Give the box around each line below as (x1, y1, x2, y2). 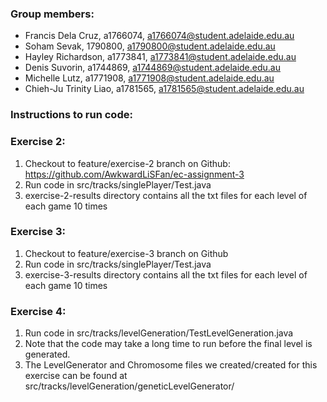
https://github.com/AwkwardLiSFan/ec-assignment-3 (24, 168, 245, 180)
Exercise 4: (10, 304, 67, 318)
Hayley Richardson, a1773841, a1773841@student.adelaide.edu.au (24, 51, 297, 63)
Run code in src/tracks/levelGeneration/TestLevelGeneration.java (24, 327, 294, 339)
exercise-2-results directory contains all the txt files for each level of (24, 189, 308, 201)
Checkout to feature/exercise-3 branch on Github (24, 247, 229, 259)
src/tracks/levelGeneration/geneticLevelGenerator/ (24, 380, 235, 392)
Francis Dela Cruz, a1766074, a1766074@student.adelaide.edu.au (24, 30, 295, 42)
